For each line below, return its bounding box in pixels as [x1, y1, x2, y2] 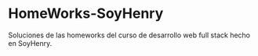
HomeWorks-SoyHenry [8, 5, 164, 23]
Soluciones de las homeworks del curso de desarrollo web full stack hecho [8, 30, 251, 40]
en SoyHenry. [8, 38, 53, 47]
